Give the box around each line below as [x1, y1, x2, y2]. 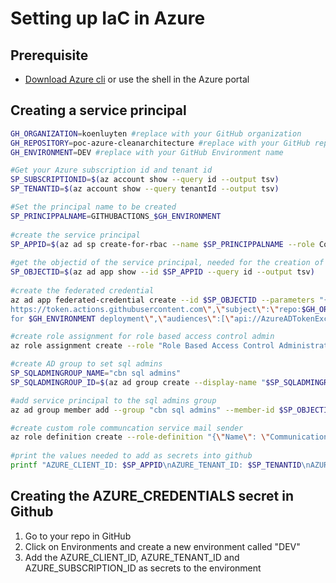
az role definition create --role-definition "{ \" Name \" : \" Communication [10, 432, 329, 442]
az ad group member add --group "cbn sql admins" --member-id [10, 405, 275, 415]
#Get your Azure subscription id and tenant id [10, 165, 213, 176]
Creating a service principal [10, 102, 187, 119]
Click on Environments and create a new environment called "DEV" [24, 540, 301, 552]
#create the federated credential [10, 285, 155, 296]
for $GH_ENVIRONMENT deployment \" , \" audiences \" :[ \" [10, 313, 235, 324]
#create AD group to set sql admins [10, 359, 163, 369]
